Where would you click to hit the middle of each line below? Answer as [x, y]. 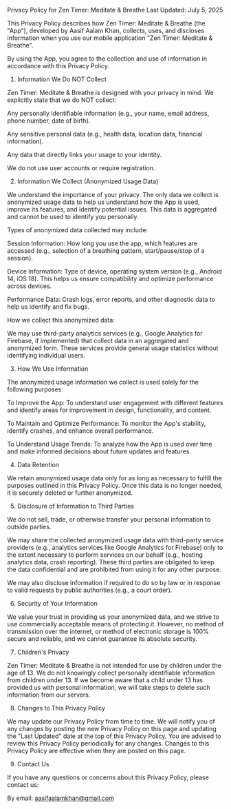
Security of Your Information [57, 603]
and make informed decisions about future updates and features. [99, 451]
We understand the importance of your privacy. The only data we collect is [113, 195]
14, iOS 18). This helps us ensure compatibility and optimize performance [111, 279]
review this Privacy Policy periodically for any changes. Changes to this [108, 743]
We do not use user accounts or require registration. [81, 168]
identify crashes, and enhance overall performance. [80, 431]
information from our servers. [49, 695]
